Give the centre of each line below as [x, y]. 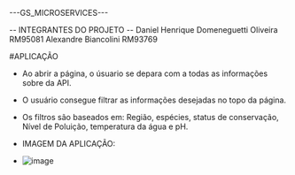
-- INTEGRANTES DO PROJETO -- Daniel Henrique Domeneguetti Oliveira [144, 30]
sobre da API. [47, 83]
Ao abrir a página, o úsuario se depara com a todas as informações [145, 73]
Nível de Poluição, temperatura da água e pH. [105, 126]
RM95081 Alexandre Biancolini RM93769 [83, 39]
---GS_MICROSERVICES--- [59, 13]
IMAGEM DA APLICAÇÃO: [69, 144]
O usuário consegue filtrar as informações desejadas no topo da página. [154, 100]
